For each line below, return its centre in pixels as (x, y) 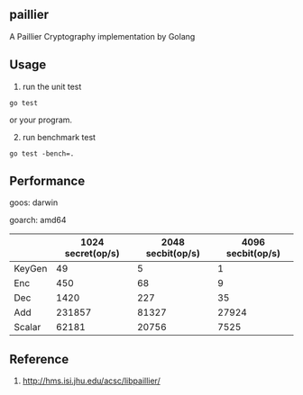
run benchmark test (59, 137)
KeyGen (31, 269)
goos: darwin (34, 202)
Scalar (28, 328)
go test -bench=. (42, 153)
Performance (47, 181)
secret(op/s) (92, 254)
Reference (39, 359)
